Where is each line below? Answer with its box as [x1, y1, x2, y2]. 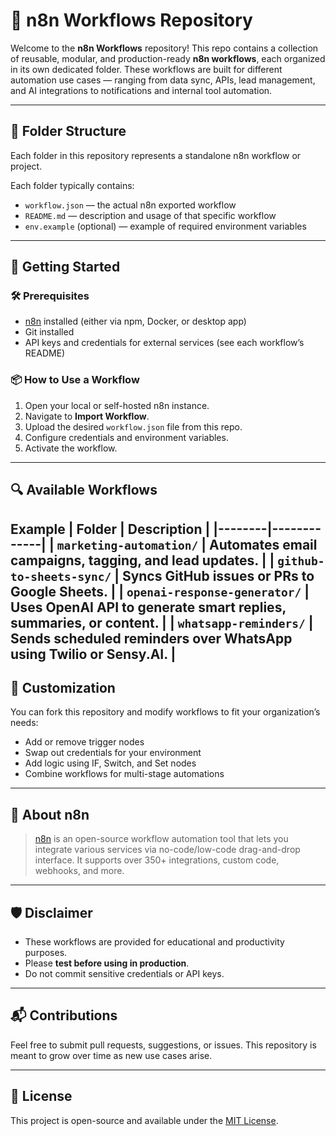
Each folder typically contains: [10, 179, 135, 191]
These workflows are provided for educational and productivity [24, 935, 285, 948]
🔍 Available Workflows [10, 482, 158, 499]
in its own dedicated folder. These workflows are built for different [10, 63, 283, 75]
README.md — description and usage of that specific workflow [24, 209, 277, 221]
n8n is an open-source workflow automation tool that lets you [34, 833, 289, 845]
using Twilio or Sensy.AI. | [10, 645, 177, 663]
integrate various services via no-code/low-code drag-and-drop [34, 844, 301, 856]
